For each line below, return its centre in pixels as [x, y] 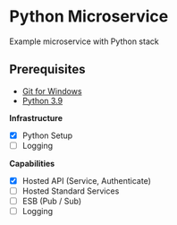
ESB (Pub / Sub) [52, 201]
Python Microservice [89, 17]
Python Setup [47, 135]
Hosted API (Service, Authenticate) [87, 180]
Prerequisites [47, 69]
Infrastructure [36, 117]
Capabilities [32, 163]
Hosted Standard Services [71, 191]
